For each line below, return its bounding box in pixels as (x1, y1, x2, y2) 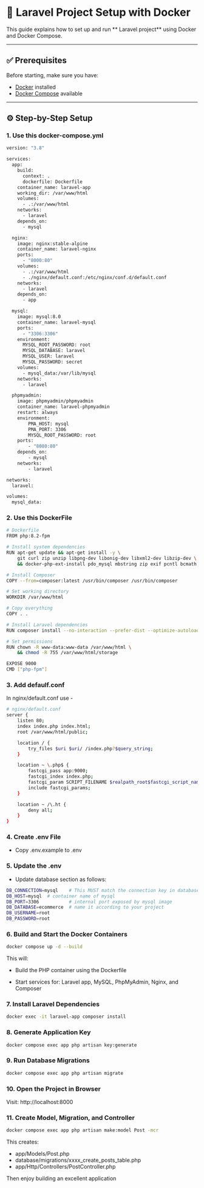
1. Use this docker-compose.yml (6, 131, 104, 140)
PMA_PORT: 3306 (28, 426, 67, 432)
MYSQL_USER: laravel (22, 353, 75, 359)
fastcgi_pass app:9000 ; (28, 768, 88, 774)
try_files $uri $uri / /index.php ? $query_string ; (28, 745, 154, 751)
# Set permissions (6, 638, 53, 644)
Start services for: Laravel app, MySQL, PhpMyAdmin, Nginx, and (15, 978, 179, 986)
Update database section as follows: (15, 875, 107, 883)
